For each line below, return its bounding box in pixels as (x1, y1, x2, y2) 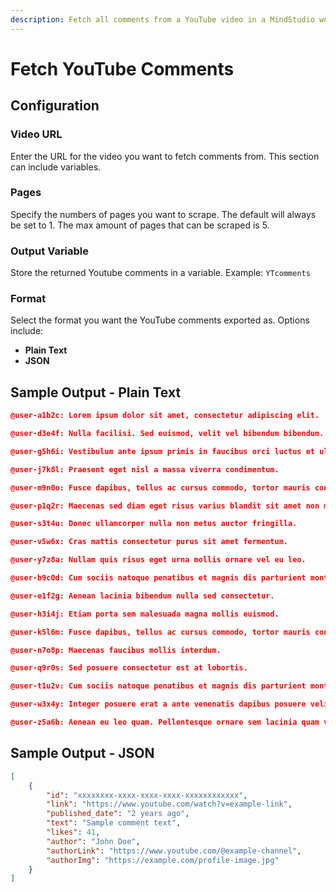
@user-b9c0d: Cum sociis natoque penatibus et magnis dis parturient (10, 573, 307, 583)
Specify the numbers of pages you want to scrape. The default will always (10, 208, 317, 220)
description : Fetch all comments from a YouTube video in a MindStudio (10, 14, 315, 25)
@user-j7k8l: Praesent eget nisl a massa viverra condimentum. (10, 464, 280, 475)
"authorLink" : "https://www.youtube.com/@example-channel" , (46, 846, 302, 856)
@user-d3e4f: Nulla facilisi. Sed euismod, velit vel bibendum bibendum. (10, 429, 325, 439)
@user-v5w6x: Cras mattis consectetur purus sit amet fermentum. (10, 537, 288, 547)
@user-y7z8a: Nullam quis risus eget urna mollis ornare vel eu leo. (10, 555, 307, 565)
